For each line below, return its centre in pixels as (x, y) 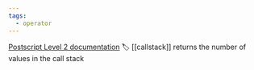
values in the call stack (46, 58)
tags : (17, 16)
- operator (34, 23)
